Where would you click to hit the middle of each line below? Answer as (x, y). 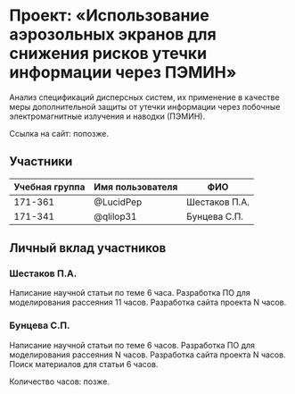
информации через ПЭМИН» (123, 73)
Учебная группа (49, 187)
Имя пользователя (135, 187)
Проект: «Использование (109, 16)
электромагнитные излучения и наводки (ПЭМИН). (107, 116)
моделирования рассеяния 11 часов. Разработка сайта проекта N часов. (148, 302)
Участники (41, 162)
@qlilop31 (115, 216)
